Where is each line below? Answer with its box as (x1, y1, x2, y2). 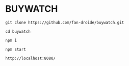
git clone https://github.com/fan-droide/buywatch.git (5, 20, 124, 25)
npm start (5, 47, 27, 52)
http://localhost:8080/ (5, 56, 56, 61)
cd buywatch (5, 29, 31, 34)
